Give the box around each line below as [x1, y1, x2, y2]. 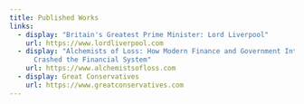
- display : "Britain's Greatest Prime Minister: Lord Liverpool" [17, 30, 270, 39]
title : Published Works [9, 13, 100, 23]
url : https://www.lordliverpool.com [25, 38, 165, 48]
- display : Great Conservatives [17, 72, 140, 81]
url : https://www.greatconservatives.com [25, 80, 184, 90]
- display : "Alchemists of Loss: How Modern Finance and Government [17, 47, 281, 56]
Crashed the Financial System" [33, 55, 152, 64]
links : [9, 22, 34, 31]
